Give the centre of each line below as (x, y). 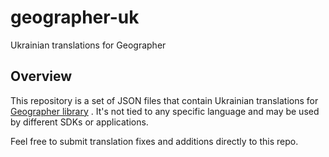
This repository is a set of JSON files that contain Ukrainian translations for (164, 100)
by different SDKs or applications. (79, 122)
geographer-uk (75, 17)
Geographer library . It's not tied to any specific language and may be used (165, 111)
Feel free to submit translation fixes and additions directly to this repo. (154, 141)
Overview (41, 76)
